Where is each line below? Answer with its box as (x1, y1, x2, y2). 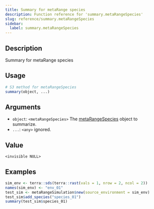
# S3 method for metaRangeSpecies (5, 85, 77, 90)
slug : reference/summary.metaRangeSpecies (5, 16, 94, 21)
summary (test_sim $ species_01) (5, 199, 68, 204)
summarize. (12, 121, 37, 127)
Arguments (5, 103, 41, 111)
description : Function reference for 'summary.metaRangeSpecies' (5, 12, 143, 17)
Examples (5, 167, 36, 176)
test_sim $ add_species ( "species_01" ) (5, 194, 81, 200)
